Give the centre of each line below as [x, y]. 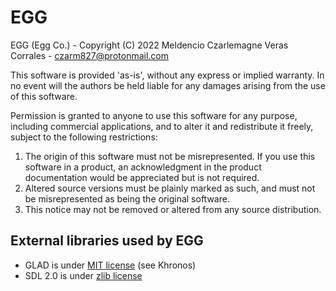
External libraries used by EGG [107, 241]
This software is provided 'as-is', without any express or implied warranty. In [167, 75]
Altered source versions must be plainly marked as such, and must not [170, 188]
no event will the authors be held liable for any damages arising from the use [168, 85]
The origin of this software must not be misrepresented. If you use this [170, 156]
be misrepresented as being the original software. [127, 198]
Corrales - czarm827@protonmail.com [89, 55]
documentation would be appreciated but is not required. [142, 177]
